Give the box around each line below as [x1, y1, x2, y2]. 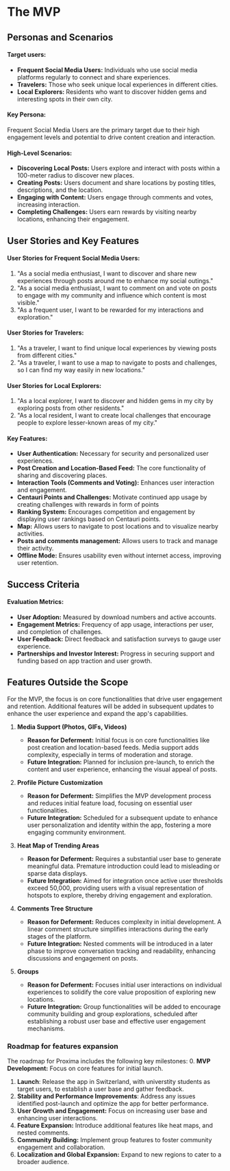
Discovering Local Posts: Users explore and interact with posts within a [16, 164, 220, 172]
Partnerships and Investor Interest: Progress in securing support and [16, 649, 215, 657]
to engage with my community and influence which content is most [16, 291, 207, 299]
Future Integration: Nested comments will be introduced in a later [27, 939, 214, 947]
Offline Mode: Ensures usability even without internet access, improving [16, 551, 222, 559]
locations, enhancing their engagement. [16, 215, 130, 224]
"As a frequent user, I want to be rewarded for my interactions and [16, 306, 204, 314]
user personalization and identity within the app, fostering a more [27, 821, 212, 829]
